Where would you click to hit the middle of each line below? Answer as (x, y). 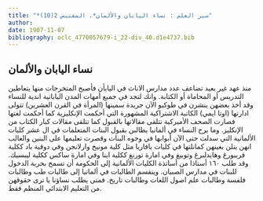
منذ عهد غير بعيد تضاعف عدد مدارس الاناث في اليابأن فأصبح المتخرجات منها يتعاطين (130, 88)
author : (21, 23)
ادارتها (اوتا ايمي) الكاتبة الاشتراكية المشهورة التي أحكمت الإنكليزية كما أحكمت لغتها (129, 113)
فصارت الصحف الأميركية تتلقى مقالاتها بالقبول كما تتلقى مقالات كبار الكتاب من (122, 122)
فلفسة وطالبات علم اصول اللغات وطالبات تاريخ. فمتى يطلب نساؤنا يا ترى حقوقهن (127, 180)
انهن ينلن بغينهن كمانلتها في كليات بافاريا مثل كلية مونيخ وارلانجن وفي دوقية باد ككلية (130, 147)
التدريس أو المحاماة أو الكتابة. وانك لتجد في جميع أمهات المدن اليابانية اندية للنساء (126, 97)
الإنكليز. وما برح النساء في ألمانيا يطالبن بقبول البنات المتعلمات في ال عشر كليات (126, 130)
